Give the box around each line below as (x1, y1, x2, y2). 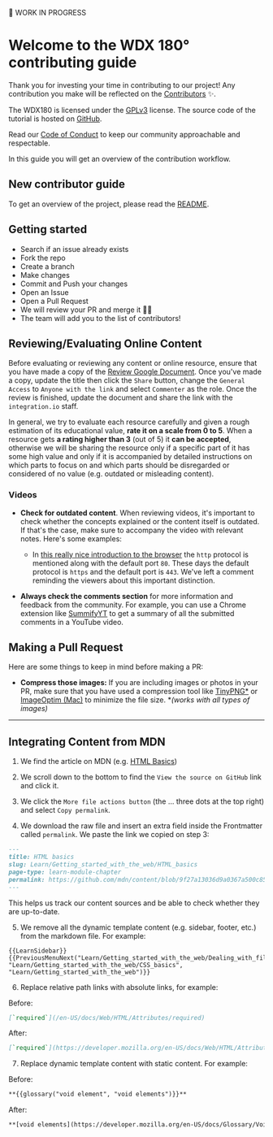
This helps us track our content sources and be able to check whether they (8, 898, 260, 908)
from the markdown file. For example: (19, 931, 146, 940)
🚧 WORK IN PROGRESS (8, 8, 87, 17)
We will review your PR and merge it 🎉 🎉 (19, 305, 153, 315)
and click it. (19, 781, 59, 791)
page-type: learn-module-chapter (8, 868, 122, 876)
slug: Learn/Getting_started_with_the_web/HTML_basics (8, 861, 198, 869)
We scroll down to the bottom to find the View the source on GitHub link (19, 772, 262, 782)
